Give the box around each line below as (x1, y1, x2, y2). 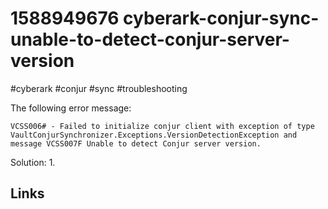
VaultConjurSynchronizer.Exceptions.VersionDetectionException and (10, 130, 298, 140)
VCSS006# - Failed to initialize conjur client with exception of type (10, 121, 315, 131)
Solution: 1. (10, 156, 56, 168)
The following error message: (10, 102, 132, 114)
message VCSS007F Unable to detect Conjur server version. (10, 138, 262, 149)
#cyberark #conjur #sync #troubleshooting (10, 82, 188, 94)
